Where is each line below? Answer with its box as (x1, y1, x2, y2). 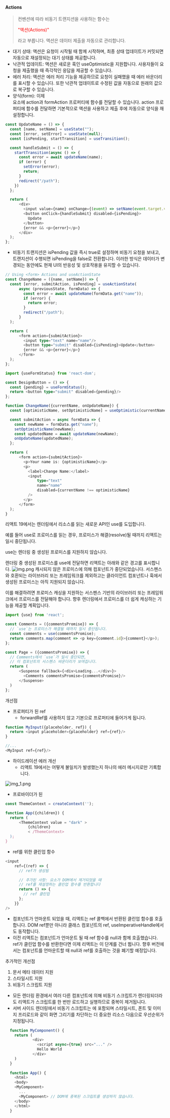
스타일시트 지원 (12, 975, 43, 981)
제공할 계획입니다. (14, 602, 50, 609)
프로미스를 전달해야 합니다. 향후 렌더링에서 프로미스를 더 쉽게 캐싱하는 (18, 596, 157, 602)
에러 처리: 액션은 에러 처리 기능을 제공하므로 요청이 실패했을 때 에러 (12, 74, 145, 80)
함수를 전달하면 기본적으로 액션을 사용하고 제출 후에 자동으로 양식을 (26, 106, 159, 112)
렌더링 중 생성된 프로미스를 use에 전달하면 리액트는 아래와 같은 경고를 (5, 560, 143, 566)
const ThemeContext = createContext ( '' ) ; (5, 801, 94, 806)
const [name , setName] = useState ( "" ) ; (10, 127, 94, 132)
